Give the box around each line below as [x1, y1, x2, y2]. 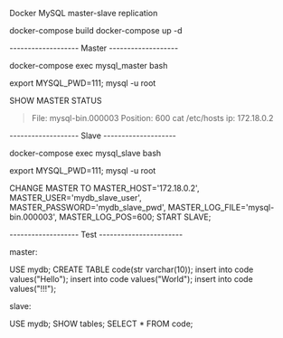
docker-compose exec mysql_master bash [9, 61, 168, 70]
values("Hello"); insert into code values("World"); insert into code [9, 274, 253, 284]
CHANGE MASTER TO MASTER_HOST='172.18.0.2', [9, 183, 200, 193]
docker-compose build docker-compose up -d [9, 25, 183, 35]
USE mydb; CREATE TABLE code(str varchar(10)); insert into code [9, 264, 254, 275]
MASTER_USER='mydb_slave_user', [9, 192, 142, 202]
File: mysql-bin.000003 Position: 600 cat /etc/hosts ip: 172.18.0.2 [31, 113, 274, 123]
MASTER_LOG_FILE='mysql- [167, 202, 275, 212]
